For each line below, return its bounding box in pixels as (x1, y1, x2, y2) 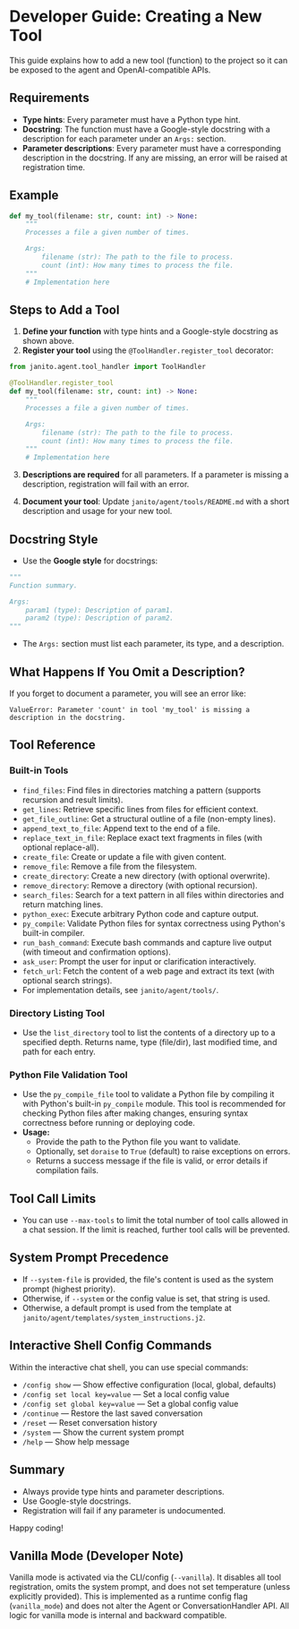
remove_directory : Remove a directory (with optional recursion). (21, 879, 258, 890)
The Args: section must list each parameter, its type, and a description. (21, 639, 285, 649)
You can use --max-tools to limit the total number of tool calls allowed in (21, 1215, 289, 1226)
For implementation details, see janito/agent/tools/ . (21, 984, 219, 995)
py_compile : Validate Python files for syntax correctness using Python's (21, 918, 286, 929)
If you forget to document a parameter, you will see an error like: (9, 688, 246, 699)
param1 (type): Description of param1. (25, 605, 175, 614)
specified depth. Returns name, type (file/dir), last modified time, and (21, 1036, 278, 1047)
